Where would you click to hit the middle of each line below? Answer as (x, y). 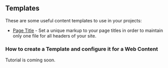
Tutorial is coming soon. (31, 60)
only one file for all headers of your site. (54, 36)
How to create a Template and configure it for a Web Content (82, 49)
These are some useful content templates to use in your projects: (74, 20)
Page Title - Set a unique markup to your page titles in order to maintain (88, 30)
